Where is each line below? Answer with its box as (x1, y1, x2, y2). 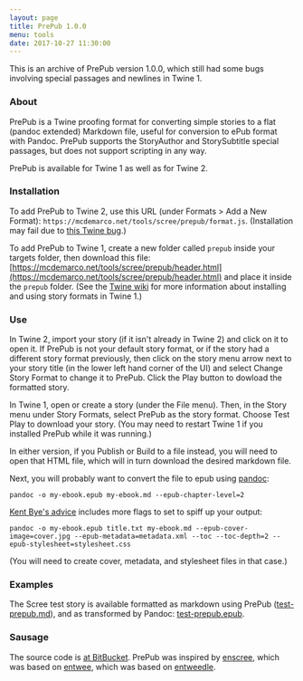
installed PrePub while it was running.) (9, 428, 152, 439)
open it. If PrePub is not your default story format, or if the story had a (9, 343, 270, 354)
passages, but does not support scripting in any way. (9, 145, 207, 156)
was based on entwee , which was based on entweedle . (9, 661, 216, 672)
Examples (9, 579, 54, 591)
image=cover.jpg (9, 532, 71, 542)
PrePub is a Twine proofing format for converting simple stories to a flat (9, 116, 276, 127)
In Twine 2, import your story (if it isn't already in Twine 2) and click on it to (9, 334, 289, 345)
